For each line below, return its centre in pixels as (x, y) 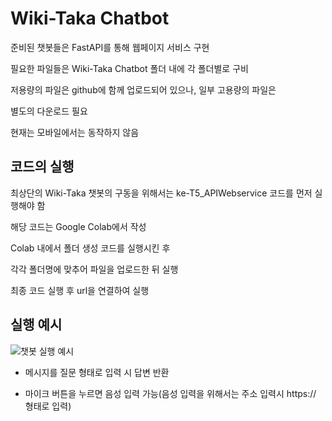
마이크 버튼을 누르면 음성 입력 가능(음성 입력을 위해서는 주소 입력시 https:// (170, 393)
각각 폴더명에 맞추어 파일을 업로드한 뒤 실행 (94, 269)
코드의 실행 (42, 167)
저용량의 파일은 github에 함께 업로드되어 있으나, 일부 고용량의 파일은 (143, 89)
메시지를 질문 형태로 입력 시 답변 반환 (97, 372)
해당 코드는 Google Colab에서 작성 (78, 226)
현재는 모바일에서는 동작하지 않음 (75, 132)
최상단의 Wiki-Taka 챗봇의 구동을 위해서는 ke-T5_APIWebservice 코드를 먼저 (161, 193)
